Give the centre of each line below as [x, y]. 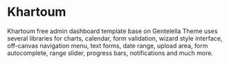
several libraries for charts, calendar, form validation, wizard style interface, [115, 38]
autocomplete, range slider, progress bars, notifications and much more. [110, 53]
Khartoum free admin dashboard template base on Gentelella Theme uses [112, 31]
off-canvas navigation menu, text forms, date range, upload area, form [108, 45]
